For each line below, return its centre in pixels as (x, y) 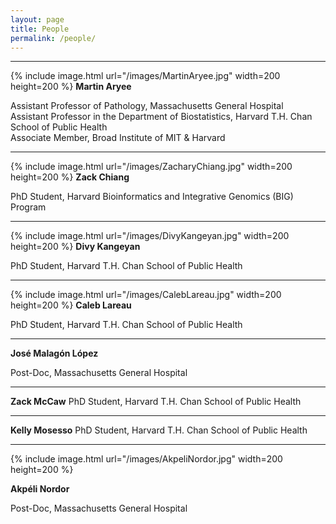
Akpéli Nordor (40, 489)
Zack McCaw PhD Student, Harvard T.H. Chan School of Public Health (156, 402)
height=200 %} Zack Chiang (70, 177)
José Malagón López (54, 353)
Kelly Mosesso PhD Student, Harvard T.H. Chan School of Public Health (159, 430)
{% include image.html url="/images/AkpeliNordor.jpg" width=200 (146, 459)
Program (28, 207)
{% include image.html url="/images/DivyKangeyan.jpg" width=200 (150, 236)
